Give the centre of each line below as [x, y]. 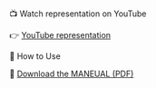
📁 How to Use [35, 56]
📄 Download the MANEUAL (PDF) [72, 73]
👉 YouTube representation [60, 35]
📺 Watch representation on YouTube [78, 14]
